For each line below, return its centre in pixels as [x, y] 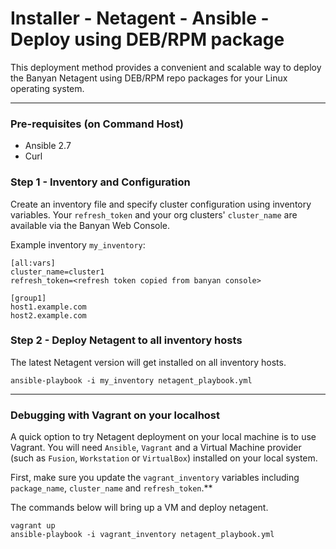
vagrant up [33, 526]
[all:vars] [33, 263]
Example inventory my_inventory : [78, 244]
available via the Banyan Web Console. [90, 225]
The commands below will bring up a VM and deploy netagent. [139, 508]
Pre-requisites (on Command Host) [97, 124]
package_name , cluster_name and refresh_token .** [111, 488]
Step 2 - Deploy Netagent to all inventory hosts [126, 340]
